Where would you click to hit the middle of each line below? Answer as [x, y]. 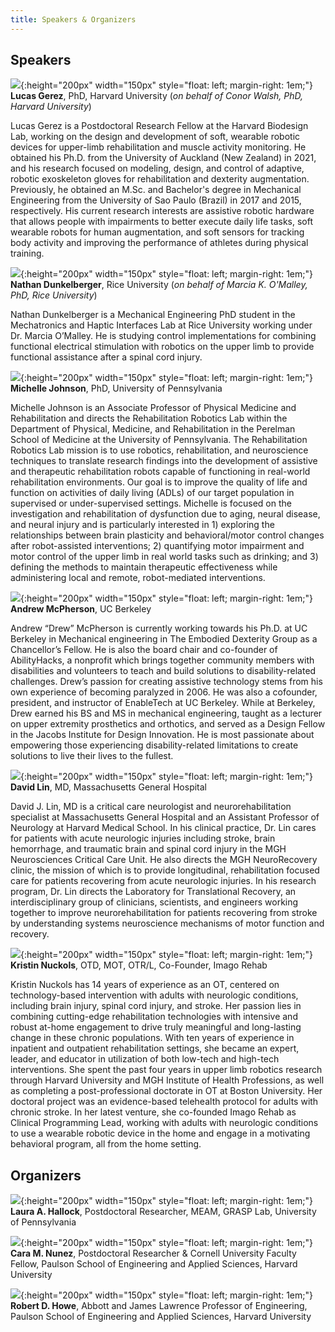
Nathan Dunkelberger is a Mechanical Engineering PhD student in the [153, 315]
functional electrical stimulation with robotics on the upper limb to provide [162, 347]
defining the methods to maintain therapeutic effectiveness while [144, 567]
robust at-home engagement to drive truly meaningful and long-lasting [156, 1027]
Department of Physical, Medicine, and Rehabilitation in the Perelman [153, 429]
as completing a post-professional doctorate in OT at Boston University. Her [166, 1091]
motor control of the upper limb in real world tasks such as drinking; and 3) [164, 557]
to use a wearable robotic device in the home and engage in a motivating [160, 1133]
